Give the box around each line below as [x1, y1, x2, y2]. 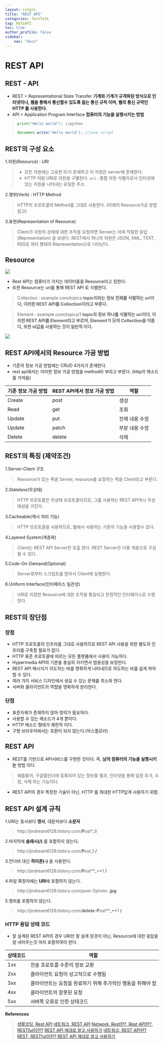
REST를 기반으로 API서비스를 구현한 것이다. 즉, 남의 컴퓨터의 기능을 [12, 756, 140, 762]
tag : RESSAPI [5, 21, 32, 26]
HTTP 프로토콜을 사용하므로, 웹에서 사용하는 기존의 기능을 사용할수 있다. [17, 524, 155, 530]
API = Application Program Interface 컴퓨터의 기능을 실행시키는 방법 [12, 111, 144, 117]
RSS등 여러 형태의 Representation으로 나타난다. [17, 241, 109, 247]
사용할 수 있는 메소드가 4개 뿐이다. [12, 715, 78, 722]
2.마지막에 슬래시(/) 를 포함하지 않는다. [5, 839, 79, 844]
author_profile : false [5, 30, 51, 35]
